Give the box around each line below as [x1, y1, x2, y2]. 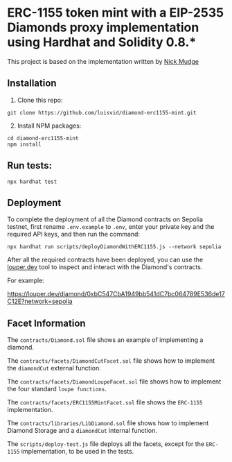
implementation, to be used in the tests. [21, 447, 134, 456]
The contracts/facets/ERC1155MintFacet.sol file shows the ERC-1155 [7, 398, 203, 407]
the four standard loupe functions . [7, 385, 107, 393]
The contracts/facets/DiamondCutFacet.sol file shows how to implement [7, 357, 215, 365]
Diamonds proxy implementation [7, 19, 199, 35]
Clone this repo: [17, 96, 63, 104]
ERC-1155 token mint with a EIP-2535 [7, 5, 224, 21]
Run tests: [7, 160, 52, 171]
